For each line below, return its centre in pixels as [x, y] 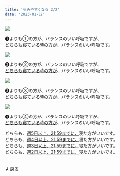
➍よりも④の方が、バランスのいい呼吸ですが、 [54, 117]
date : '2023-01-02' [25, 14]
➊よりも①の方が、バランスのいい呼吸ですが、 [54, 38]
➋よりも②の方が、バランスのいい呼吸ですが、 [54, 64]
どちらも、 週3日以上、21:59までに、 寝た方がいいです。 [61, 146]
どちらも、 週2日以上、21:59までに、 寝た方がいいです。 [61, 152]
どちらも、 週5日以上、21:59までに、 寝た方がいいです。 [61, 133]
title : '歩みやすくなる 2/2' [33, 10]
